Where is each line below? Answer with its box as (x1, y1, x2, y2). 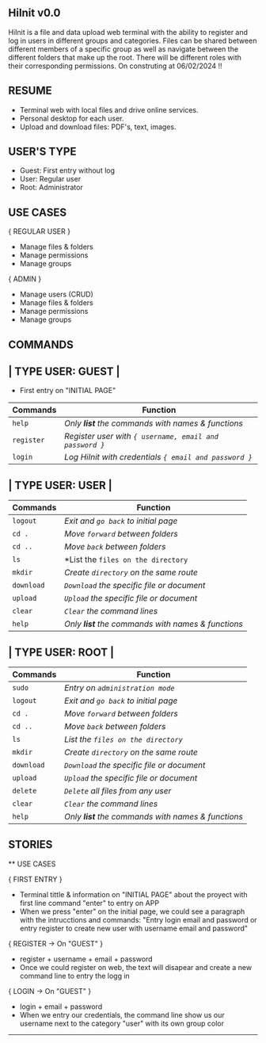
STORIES (8, 838, 53, 851)
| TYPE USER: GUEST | (8, 365, 120, 379)
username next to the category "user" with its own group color (19, 1018, 224, 1028)
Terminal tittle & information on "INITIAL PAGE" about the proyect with (19, 889, 248, 899)
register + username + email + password (19, 954, 153, 964)
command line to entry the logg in (19, 971, 131, 980)
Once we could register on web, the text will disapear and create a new (19, 962, 252, 972)
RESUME (8, 84, 52, 97)
